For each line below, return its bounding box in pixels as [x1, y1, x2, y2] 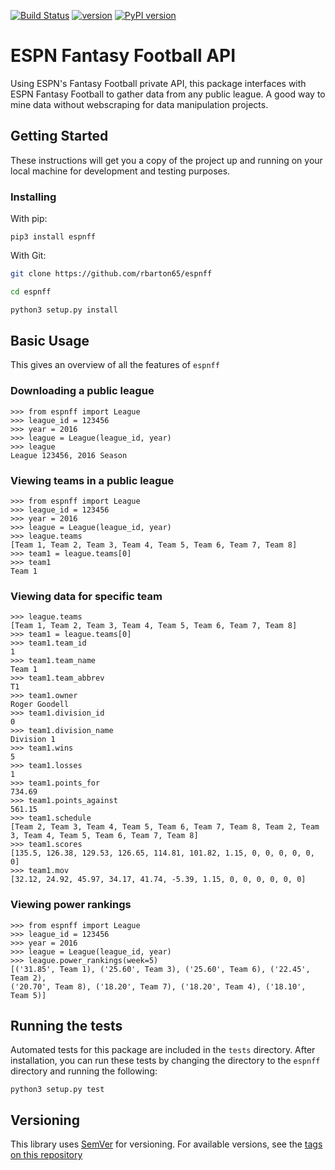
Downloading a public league [10, 384, 155, 398]
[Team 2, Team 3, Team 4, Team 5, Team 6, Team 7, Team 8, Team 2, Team [10, 822, 320, 832]
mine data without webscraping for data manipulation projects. [10, 98, 269, 110]
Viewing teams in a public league [10, 473, 175, 487]
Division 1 [10, 735, 56, 745]
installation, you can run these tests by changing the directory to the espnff [10, 1055, 321, 1067]
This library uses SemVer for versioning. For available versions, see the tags [10, 1138, 323, 1150]
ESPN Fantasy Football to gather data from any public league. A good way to [10, 88, 326, 100]
